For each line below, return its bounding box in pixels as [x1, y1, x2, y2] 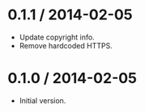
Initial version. [19, 95, 66, 106]
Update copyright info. [19, 32, 95, 42]
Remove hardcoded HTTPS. [19, 40, 113, 50]
